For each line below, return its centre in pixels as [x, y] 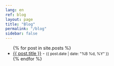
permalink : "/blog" [26, 29]
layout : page [19, 19]
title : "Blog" [20, 24]
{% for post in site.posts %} [42, 48]
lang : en [15, 10]
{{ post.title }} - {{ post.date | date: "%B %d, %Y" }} [61, 53]
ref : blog [16, 15]
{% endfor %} [27, 59]
